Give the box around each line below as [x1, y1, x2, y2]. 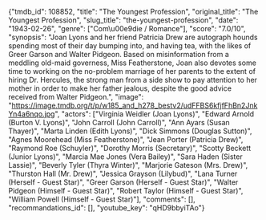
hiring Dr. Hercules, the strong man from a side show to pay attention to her [8, 75, 258, 84]
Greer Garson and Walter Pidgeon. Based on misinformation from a [8, 50, 230, 59]
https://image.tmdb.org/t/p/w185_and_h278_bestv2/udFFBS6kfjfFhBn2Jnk [11, 100, 258, 110]
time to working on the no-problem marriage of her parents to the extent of [8, 67, 256, 75]
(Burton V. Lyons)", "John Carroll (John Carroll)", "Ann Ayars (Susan [8, 118, 230, 127]
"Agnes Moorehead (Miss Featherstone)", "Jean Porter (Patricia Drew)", [8, 135, 244, 144]
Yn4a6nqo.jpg [8, 109, 55, 119]
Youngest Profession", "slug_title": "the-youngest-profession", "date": [8, 15, 239, 25]
